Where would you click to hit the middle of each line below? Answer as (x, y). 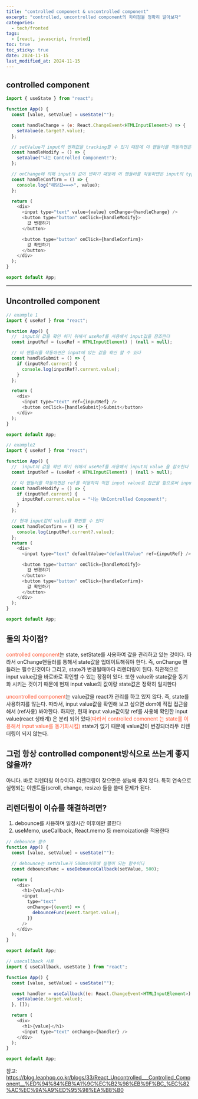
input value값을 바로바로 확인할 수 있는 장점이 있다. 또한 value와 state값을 (92, 676)
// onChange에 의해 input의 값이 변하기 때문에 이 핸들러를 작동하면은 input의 (98, 174)
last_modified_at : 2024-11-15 (43, 61)
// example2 (21, 445)
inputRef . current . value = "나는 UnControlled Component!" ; (95, 500)
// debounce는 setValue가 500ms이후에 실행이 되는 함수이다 (78, 863)
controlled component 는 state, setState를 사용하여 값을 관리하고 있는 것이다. (96, 654)
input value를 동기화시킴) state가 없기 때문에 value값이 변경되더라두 (100, 726)
